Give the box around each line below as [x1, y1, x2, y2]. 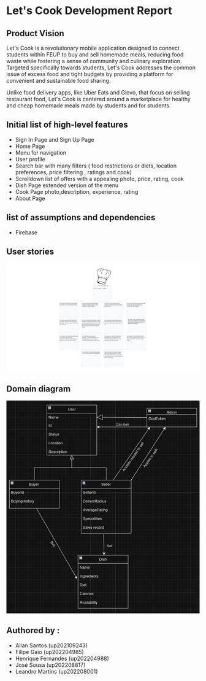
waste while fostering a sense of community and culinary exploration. [6, 58, 182, 64]
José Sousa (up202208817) [15, 661, 86, 669]
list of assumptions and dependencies [6, 212, 156, 223]
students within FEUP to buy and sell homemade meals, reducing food [6, 51, 184, 58]
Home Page [15, 142, 45, 150]
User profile [15, 155, 46, 163]
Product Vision [6, 28, 64, 39]
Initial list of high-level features [6, 120, 128, 130]
